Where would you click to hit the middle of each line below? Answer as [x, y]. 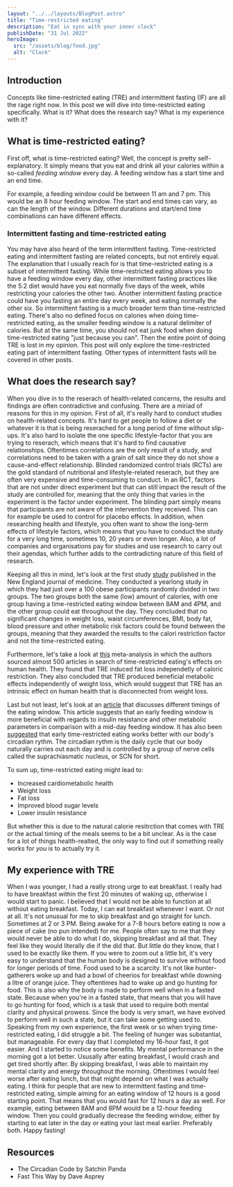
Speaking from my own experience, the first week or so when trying [104, 1027]
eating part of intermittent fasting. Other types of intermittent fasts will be [112, 352]
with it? [17, 120]
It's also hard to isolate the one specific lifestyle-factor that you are [117, 435]
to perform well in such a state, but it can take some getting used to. [105, 1020]
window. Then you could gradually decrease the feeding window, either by [114, 1115]
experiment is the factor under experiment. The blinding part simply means [114, 502]
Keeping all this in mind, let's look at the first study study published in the [112, 574]
